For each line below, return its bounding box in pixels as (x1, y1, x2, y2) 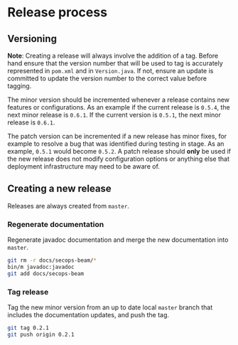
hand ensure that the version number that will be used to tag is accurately (7, 59, 224, 68)
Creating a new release (7, 183, 112, 195)
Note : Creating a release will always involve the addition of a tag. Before (7, 51, 219, 60)
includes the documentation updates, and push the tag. (7, 311, 169, 319)
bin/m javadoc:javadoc (7, 263, 75, 270)
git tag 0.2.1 (7, 324, 50, 331)
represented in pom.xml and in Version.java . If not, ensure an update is (7, 67, 214, 75)
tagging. (7, 82, 32, 90)
